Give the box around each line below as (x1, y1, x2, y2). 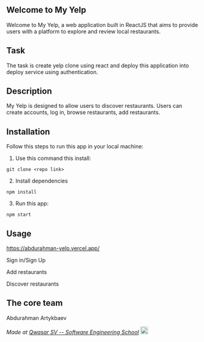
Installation (6, 126, 50, 137)
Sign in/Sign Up (6, 257, 46, 264)
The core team (6, 298, 63, 308)
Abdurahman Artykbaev (6, 314, 67, 321)
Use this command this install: (15, 154, 91, 162)
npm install (6, 189, 37, 196)
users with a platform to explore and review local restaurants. (6, 28, 161, 35)
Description (6, 86, 52, 97)
